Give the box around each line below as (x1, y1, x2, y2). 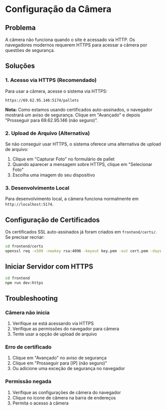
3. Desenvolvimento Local (5, 184, 70, 191)
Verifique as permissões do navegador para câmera (12, 326, 120, 332)
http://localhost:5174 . (5, 201, 54, 207)
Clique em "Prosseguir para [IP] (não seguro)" (12, 360, 107, 366)
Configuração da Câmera (5, 3, 112, 15)
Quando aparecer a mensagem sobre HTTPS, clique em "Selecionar (12, 161, 153, 167)
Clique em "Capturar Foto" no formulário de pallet (12, 156, 115, 162)
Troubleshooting (5, 294, 58, 302)
